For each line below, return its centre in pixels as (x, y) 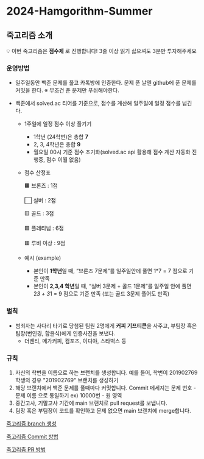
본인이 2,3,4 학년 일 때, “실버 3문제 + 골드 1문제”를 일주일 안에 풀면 (112, 286)
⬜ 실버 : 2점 (40, 201)
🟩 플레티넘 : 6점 (44, 228)
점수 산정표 (37, 173)
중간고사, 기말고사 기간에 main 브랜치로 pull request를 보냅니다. (91, 403)
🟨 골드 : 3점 (39, 213)
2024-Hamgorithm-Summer (79, 11)
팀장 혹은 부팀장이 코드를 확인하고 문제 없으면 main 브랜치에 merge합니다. (103, 410)
